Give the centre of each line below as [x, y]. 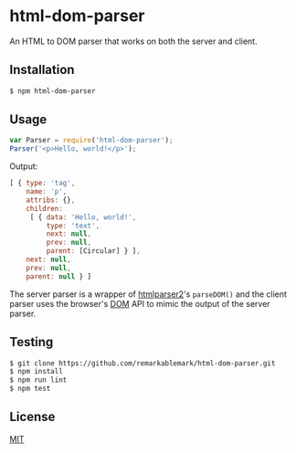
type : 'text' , [73, 226]
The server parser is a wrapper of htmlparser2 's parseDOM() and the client [148, 294]
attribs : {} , [51, 200]
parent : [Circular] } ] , [94, 251]
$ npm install [37, 372]
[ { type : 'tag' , [42, 184]
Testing [32, 342]
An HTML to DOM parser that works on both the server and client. [133, 41]
